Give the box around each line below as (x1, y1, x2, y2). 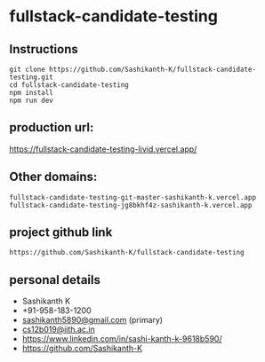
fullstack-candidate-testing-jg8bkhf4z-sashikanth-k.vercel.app (9, 201, 253, 209)
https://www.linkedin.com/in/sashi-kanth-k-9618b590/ (21, 334, 222, 344)
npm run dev (9, 96, 53, 105)
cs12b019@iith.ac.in (21, 324, 95, 334)
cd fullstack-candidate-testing (9, 81, 129, 90)
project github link (9, 224, 113, 240)
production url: (9, 120, 94, 135)
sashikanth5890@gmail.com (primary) (21, 315, 163, 326)
